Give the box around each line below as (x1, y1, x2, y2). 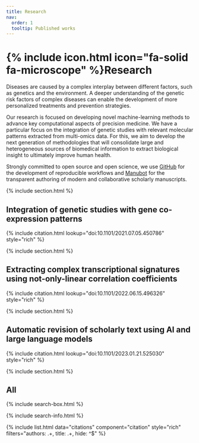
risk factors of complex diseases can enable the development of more (6, 96, 178, 103)
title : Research (6, 8, 46, 15)
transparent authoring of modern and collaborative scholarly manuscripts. (6, 176, 187, 183)
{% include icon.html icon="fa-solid (6, 51, 188, 64)
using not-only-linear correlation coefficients (6, 274, 178, 284)
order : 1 (11, 20, 33, 26)
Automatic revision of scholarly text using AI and (6, 325, 191, 335)
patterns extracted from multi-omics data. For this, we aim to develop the (6, 133, 185, 140)
